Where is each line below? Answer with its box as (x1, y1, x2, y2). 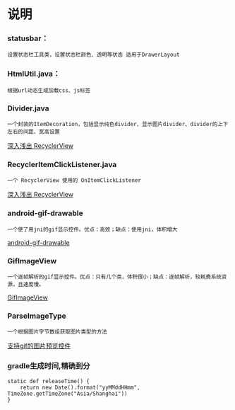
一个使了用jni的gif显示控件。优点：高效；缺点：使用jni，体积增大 (7, 226, 178, 233)
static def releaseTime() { (7, 377, 90, 385)
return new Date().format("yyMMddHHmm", (20, 384, 140, 391)
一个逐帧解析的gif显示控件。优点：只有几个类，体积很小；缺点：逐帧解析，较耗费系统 (7, 273, 222, 280)
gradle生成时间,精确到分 (7, 361, 90, 371)
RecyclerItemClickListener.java (7, 160, 117, 169)
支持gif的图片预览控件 (7, 341, 71, 351)
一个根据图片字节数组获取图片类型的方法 (7, 329, 107, 336)
